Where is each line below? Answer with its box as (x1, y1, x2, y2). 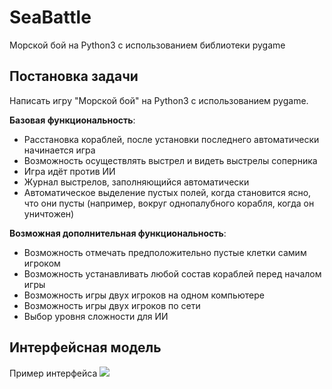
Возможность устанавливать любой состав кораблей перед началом (23, 267, 322, 280)
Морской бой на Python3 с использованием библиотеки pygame (9, 39, 286, 51)
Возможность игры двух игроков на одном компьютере (23, 289, 265, 301)
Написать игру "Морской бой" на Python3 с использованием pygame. (9, 94, 309, 106)
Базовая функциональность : (9, 114, 136, 126)
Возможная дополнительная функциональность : (9, 227, 227, 239)
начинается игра (23, 144, 96, 156)
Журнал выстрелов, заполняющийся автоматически (23, 176, 250, 188)
